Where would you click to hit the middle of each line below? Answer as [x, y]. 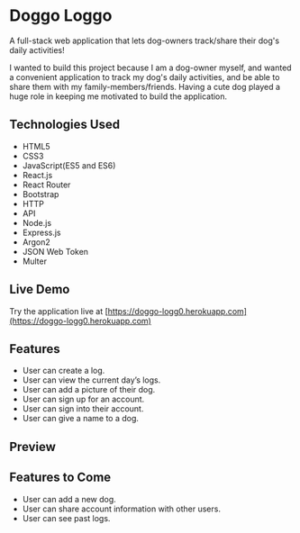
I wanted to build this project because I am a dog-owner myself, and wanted [150, 68]
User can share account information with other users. [121, 509]
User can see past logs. [66, 518]
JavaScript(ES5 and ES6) [69, 165]
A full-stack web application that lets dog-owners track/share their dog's [145, 41]
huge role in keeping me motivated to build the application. [118, 96]
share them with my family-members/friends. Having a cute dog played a [145, 86]
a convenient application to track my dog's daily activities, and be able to [145, 77]
